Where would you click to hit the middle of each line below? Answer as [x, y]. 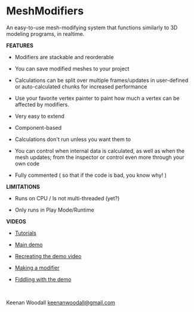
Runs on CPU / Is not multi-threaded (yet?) [67, 198]
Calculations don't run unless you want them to [73, 139]
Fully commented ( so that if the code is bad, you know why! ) [91, 175]
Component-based [38, 127]
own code [27, 163]
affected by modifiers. [42, 104]
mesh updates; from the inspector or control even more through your [100, 157]
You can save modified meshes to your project [72, 68]
